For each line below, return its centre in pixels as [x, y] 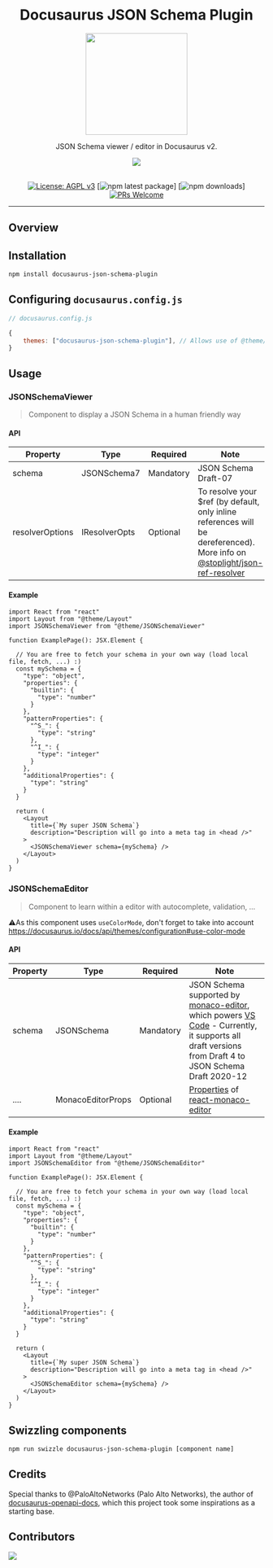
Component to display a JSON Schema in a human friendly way [134, 415]
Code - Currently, [223, 1025]
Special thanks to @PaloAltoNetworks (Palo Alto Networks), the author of [131, 1494]
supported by [214, 994]
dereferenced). [226, 543]
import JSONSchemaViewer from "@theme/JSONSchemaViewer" [107, 627]
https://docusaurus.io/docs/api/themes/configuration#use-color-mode [127, 931]
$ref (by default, [229, 502]
